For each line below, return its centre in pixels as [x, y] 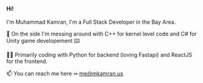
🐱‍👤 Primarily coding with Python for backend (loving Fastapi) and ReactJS [99, 55]
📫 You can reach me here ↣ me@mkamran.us [65, 74]
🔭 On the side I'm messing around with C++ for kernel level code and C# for [101, 34]
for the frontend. [27, 62]
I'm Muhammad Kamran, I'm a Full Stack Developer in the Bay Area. [91, 22]
